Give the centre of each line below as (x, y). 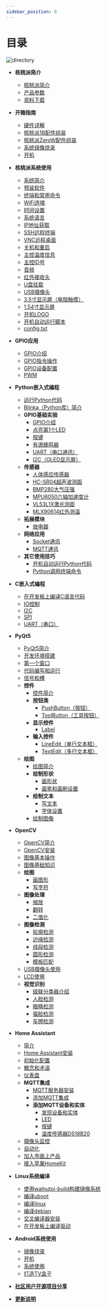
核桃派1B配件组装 (45, 132)
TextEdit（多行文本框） (70, 751)
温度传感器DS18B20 (66, 1133)
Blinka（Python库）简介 (53, 407)
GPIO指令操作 (40, 360)
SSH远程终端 (39, 232)
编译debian (37, 1211)
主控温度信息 (39, 254)
